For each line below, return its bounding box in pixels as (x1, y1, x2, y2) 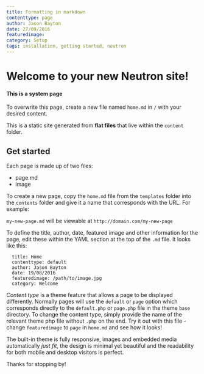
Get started (6, 146, 51, 156)
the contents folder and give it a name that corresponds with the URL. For (6, 199, 191, 207)
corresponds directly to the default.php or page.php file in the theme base (6, 304, 191, 312)
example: (6, 205, 29, 213)
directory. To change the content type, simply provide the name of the (6, 311, 183, 318)
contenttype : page (6, 15, 53, 21)
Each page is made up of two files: (6, 163, 93, 170)
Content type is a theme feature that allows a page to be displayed (6, 291, 173, 299)
